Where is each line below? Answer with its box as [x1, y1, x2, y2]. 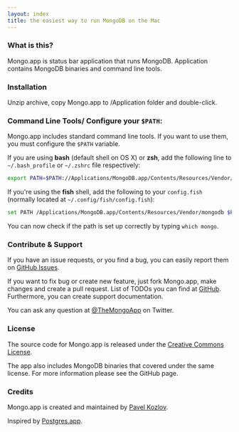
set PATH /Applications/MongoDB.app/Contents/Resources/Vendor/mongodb [7, 209, 224, 216]
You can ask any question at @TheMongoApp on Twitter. [7, 306, 174, 315]
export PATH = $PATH [7, 175, 62, 182]
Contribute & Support [7, 240, 83, 250]
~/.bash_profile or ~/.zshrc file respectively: [7, 161, 141, 169]
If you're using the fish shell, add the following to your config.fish [7, 188, 203, 196]
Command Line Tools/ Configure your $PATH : [7, 116, 163, 126]
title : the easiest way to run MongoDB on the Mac [7, 17, 161, 24]
